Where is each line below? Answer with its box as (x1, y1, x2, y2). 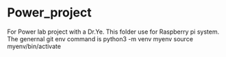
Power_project (7, 5, 92, 21)
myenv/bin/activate (7, 42, 62, 50)
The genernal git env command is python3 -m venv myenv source (7, 34, 194, 43)
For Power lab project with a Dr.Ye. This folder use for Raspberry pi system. (7, 27, 220, 36)
